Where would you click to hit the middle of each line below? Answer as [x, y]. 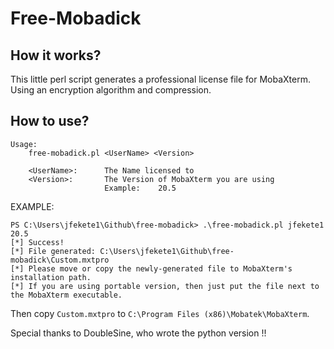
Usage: [24, 144]
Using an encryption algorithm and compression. [111, 90]
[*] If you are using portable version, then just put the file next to [165, 286]
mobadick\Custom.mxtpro [60, 260]
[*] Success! [37, 242]
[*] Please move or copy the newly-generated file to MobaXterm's [151, 268]
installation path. [51, 277]
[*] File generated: [53, 251]
